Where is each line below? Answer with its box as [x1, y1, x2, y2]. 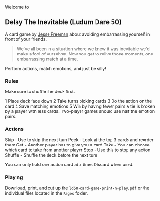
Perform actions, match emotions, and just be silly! [5, 65, 107, 71]
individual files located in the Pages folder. [5, 190, 88, 196]
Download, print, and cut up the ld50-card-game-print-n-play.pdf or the [5, 185, 150, 191]
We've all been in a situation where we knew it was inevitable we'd [16, 46, 150, 52]
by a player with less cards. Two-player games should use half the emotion [5, 109, 155, 114]
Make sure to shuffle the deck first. [5, 89, 75, 94]
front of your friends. [5, 36, 47, 42]
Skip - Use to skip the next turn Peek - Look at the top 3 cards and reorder [5, 137, 154, 143]
